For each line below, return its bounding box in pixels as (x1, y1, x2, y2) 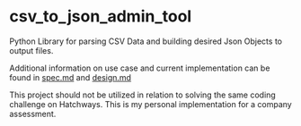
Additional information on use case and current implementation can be (9, 63, 270, 73)
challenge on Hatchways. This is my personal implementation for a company (9, 98, 292, 109)
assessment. (9, 108, 57, 119)
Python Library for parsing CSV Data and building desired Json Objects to (9, 36, 283, 46)
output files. (9, 45, 54, 55)
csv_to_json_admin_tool (9, 6, 192, 27)
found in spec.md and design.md (9, 71, 132, 82)
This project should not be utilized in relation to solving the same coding (9, 89, 276, 100)
